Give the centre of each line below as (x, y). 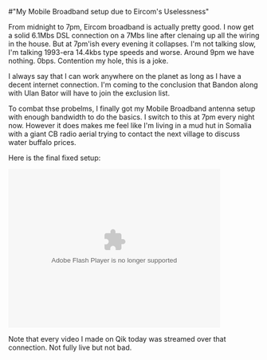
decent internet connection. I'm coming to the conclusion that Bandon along (133, 84)
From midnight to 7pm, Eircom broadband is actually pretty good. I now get (131, 27)
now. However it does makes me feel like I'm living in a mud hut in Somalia (130, 125)
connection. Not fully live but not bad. (70, 347)
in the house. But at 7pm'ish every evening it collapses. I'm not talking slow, (132, 44)
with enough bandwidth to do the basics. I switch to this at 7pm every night (132, 117)
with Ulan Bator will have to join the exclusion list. (89, 93)
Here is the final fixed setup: (55, 158)
